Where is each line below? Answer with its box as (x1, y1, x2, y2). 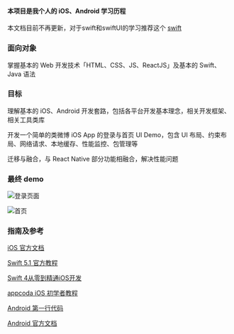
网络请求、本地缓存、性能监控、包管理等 (19, 139, 138, 148)
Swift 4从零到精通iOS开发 (7, 274, 82, 282)
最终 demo (7, 174, 44, 184)
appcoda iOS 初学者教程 (7, 289, 78, 298)
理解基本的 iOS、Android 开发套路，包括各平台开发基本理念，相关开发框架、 (7, 107, 230, 115)
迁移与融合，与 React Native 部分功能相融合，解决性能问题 (7, 154, 179, 163)
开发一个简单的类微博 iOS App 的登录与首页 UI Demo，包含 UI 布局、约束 (7, 130, 221, 139)
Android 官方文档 (7, 319, 57, 328)
